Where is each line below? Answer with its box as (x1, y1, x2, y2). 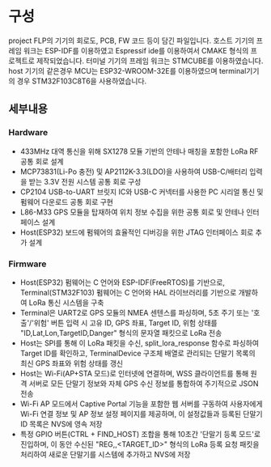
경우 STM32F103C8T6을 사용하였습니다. (16, 76, 147, 86)
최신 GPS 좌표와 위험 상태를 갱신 (19, 358, 124, 368)
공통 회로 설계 (19, 156, 64, 166)
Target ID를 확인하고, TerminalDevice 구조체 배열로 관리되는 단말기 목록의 (19, 348, 256, 358)
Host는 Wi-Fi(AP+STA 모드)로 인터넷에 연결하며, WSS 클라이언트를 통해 (19, 368, 249, 378)
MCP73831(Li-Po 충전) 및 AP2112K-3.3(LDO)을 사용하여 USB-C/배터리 (19, 167, 248, 176)
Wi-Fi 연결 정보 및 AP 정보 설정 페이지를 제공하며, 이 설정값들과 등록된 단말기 (19, 409, 263, 418)
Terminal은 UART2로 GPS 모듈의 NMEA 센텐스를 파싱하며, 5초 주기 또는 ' (19, 308, 254, 317)
